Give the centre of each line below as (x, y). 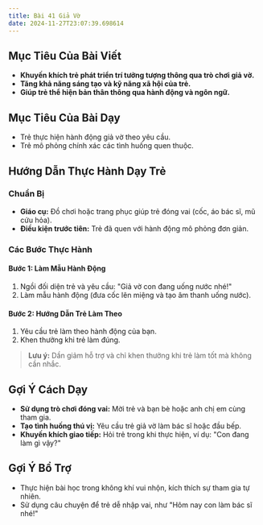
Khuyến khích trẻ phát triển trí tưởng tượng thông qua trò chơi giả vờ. (137, 75)
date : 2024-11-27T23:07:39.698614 (66, 23)
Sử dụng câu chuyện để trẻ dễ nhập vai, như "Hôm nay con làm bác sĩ (136, 505)
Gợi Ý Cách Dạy (48, 389)
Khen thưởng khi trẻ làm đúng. (70, 340)
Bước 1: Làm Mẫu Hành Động (57, 269)
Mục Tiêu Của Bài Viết (65, 56)
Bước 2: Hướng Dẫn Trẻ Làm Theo (65, 313)
